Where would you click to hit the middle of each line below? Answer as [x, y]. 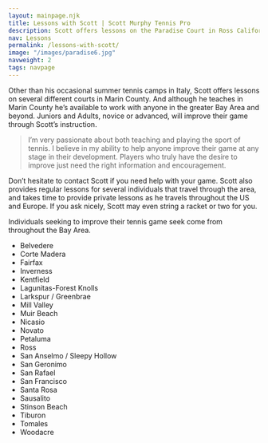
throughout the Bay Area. [50, 230]
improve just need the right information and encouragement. [127, 165]
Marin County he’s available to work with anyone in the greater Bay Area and [134, 107]
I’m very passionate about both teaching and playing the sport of [134, 140]
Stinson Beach [43, 406]
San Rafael [37, 373]
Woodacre [37, 432]
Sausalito [35, 398]
